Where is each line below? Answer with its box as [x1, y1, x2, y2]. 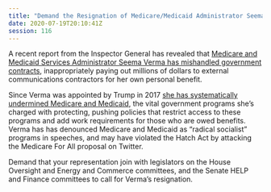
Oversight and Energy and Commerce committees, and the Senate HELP [8, 166, 249, 176]
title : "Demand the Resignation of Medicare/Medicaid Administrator [8, 11, 244, 20]
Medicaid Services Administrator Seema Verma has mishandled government [8, 57, 262, 67]
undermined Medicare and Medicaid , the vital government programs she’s [8, 98, 254, 109]
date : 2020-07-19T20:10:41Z [8, 19, 103, 27]
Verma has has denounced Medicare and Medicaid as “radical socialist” [8, 124, 248, 134]
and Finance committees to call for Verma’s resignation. [8, 174, 194, 184]
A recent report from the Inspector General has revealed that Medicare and [8, 49, 258, 59]
